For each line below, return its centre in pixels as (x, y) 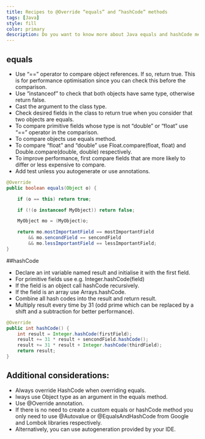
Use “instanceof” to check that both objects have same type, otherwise (105, 93)
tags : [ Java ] (23, 18)
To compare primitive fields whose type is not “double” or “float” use (102, 126)
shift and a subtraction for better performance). (74, 311)
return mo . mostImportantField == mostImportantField (86, 232)
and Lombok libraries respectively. (59, 423)
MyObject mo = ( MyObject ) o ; (53, 221)
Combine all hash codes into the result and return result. (86, 298)
